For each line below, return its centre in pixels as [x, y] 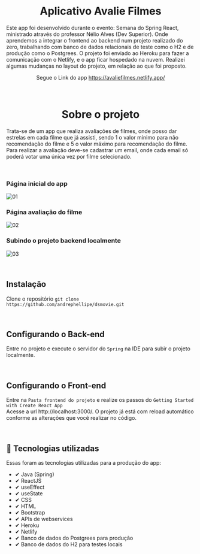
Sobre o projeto [101, 115]
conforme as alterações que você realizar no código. [71, 418]
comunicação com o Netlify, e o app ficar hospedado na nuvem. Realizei [96, 59]
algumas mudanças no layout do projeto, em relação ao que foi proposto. [96, 66]
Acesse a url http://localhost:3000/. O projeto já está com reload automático [100, 411]
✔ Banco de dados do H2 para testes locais [69, 544]
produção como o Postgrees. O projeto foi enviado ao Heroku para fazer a [98, 53]
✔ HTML [25, 506]
